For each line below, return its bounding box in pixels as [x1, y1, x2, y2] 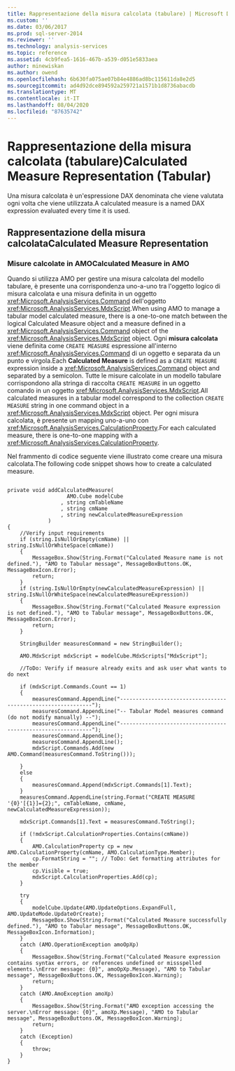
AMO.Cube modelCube [66, 493, 124, 500]
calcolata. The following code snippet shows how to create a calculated [7, 460, 212, 468]
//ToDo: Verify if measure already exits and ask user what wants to [20, 665, 227, 672]
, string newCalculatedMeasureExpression [60, 512, 183, 519]
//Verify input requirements [20, 530, 105, 537]
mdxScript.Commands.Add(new [32, 745, 114, 752]
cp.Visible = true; [32, 867, 90, 874]
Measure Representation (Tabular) [7, 168, 212, 184]
